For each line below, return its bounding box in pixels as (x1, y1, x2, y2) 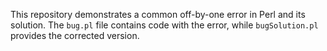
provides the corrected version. (10, 30, 140, 41)
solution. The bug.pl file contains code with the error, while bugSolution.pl (10, 19, 319, 31)
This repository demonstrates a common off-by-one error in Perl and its (10, 9, 306, 20)
